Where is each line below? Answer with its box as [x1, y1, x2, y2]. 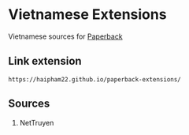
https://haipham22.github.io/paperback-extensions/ [8, 75, 181, 84]
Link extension [8, 54, 82, 68]
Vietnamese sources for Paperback [8, 32, 124, 41]
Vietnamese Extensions [8, 6, 167, 24]
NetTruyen [19, 118, 54, 127]
